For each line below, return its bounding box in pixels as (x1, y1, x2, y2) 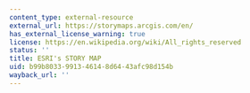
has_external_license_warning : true (9, 29, 146, 38)
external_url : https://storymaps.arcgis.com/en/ (9, 21, 194, 30)
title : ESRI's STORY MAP (9, 54, 102, 63)
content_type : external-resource (9, 12, 134, 22)
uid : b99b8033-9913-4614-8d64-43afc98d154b (9, 63, 174, 72)
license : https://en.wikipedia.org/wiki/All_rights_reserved (9, 37, 242, 47)
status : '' (9, 46, 50, 55)
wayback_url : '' (9, 71, 70, 80)
